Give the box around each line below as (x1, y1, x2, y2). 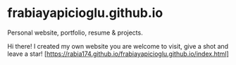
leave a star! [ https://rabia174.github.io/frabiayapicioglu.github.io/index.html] (7, 49, 229, 58)
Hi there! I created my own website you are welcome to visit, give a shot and (7, 42, 229, 50)
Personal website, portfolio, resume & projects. (7, 28, 143, 37)
